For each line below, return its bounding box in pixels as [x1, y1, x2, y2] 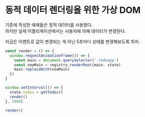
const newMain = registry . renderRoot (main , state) [14, 62, 121, 67]
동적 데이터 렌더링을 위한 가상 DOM [5, 4, 141, 16]
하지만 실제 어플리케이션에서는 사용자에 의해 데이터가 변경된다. [5, 28, 126, 34]
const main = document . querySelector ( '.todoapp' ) [14, 58, 119, 62]
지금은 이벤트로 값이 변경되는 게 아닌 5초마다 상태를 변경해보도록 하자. [5, 38, 141, 45]
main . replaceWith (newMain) [14, 67, 70, 72]
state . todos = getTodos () [9, 90, 64, 95]
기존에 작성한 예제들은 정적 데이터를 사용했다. [5, 22, 93, 28]
